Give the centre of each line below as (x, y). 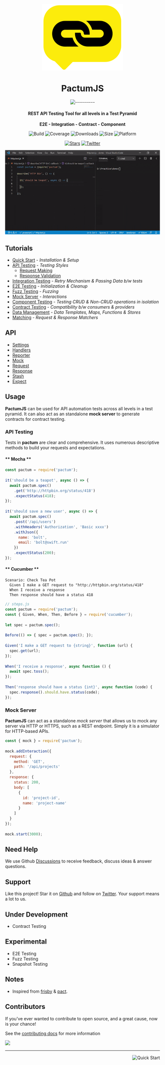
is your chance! (21, 1024)
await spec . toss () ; (29, 672)
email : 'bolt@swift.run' (43, 543)
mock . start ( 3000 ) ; (24, 834)
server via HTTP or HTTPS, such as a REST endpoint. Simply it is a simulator (82, 726)
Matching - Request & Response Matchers (55, 317)
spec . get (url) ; (25, 651)
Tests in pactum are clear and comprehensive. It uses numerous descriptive (82, 442)
